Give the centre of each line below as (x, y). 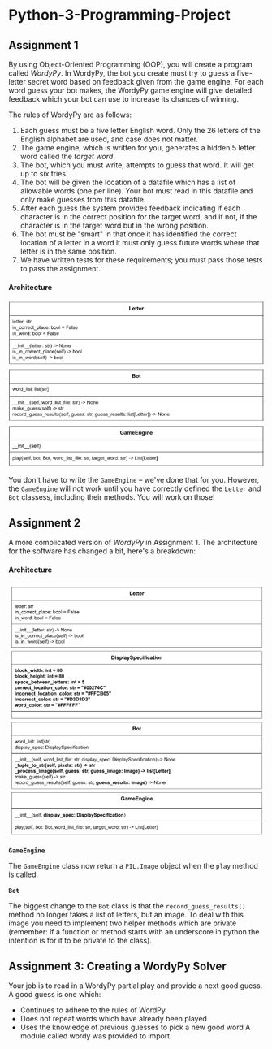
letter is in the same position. (69, 251)
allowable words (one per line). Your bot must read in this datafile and (136, 191)
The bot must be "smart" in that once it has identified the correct (128, 234)
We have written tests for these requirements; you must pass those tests (141, 260)
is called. (24, 874)
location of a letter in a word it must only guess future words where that (140, 243)
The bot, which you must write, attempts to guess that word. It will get (137, 165)
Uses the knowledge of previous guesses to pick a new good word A (135, 1027)
